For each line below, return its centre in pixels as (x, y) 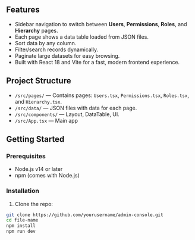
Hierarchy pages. (36, 30)
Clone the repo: (34, 204)
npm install (21, 226)
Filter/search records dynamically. (56, 49)
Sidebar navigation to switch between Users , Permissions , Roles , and (101, 24)
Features (23, 10)
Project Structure (39, 81)
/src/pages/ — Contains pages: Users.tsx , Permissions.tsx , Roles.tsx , (102, 95)
